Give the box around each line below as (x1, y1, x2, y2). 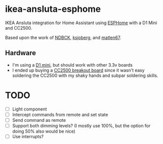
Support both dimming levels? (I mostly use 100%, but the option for (12, 122, 151, 129)
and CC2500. (5, 25, 33, 31)
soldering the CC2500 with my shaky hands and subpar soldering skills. (12, 72, 159, 78)
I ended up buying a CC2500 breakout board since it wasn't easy (12, 67, 145, 73)
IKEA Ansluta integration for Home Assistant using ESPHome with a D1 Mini (5, 20, 158, 26)
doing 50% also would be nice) (12, 128, 75, 134)
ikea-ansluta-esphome (5, 3, 101, 15)
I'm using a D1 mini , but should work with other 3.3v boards (12, 62, 133, 68)
